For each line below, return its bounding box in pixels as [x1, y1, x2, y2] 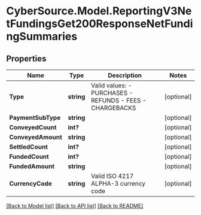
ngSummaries [6, 30, 78, 43]
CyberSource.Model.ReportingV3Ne [6, 4, 192, 18]
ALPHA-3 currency [90, 180, 145, 187]
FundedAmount [9, 162, 55, 170]
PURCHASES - [90, 89, 133, 97]
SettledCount [9, 143, 48, 151]
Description [107, 71, 142, 79]
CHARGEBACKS [90, 104, 136, 112]
